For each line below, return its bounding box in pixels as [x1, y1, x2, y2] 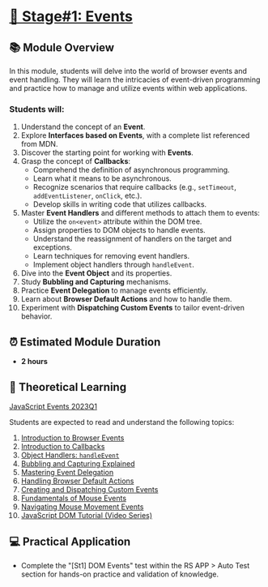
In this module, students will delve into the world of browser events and [9, 66, 248, 75]
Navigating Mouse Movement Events [20, 502, 144, 512]
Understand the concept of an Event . [20, 122, 146, 132]
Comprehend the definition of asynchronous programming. [32, 165, 230, 175]
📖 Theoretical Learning [9, 380, 127, 394]
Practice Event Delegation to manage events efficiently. [20, 285, 208, 295]
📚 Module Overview [9, 41, 115, 54]
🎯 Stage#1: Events [9, 7, 133, 26]
